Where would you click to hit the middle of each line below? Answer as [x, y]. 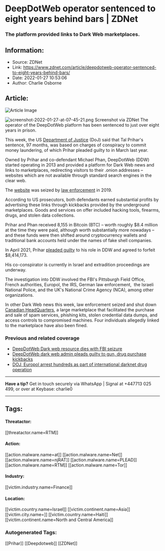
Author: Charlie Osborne [37, 83]
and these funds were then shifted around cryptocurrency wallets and [76, 235]
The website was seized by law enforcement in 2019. [59, 190]
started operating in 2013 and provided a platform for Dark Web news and [80, 165]
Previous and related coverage [42, 338]
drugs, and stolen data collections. [40, 215]
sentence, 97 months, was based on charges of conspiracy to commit [76, 145]
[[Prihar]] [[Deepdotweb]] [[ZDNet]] [41, 543]
